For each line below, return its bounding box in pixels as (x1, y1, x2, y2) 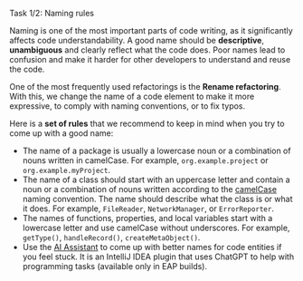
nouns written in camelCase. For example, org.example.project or (22, 155, 269, 166)
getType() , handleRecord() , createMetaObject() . (22, 232, 201, 243)
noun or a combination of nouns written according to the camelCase (22, 184, 278, 194)
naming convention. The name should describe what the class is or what (22, 194, 293, 204)
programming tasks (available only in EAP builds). (22, 261, 208, 271)
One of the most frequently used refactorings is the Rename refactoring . (9, 82, 282, 92)
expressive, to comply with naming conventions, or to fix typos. (9, 101, 246, 111)
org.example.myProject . (22, 165, 111, 175)
